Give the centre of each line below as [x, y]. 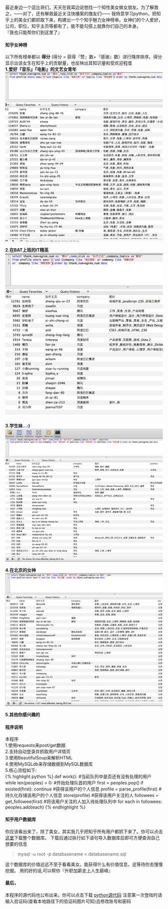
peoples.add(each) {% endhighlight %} [45, 807]
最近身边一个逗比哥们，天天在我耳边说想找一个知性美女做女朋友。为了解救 [82, 7]
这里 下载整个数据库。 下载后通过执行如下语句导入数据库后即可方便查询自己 [82, 837]
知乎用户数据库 [20, 819]
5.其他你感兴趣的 [23, 715]
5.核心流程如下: [21, 770]
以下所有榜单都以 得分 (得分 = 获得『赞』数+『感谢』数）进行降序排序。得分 [84, 57]
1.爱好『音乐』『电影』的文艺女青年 [41, 70]
